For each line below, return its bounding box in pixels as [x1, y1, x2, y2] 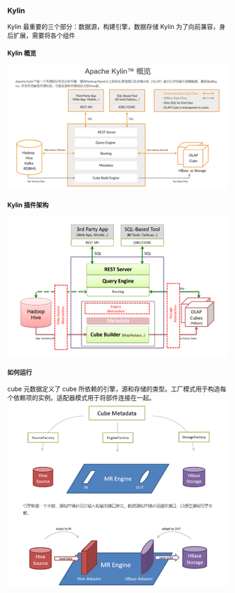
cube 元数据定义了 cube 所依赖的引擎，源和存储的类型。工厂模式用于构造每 [7, 385, 227, 393]
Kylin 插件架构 [7, 200, 49, 209]
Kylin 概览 [7, 49, 37, 57]
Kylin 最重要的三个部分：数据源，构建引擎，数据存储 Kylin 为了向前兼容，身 [7, 23, 226, 31]
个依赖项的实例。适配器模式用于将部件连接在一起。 [7, 394, 155, 402]
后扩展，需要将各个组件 [7, 31, 75, 40]
